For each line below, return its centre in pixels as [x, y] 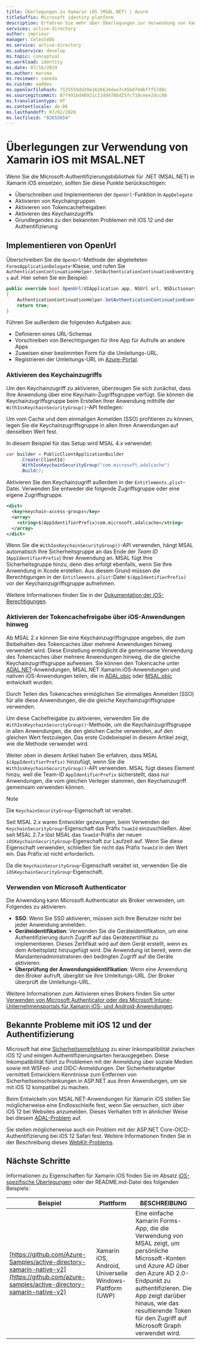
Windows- [111, 1280]
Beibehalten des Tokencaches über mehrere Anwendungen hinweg [89, 644]
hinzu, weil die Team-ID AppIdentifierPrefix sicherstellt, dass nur [88, 774]
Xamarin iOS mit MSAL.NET [76, 160]
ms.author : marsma [29, 73]
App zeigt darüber [161, 1295]
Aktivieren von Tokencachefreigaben [60, 207]
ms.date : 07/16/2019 [32, 67]
